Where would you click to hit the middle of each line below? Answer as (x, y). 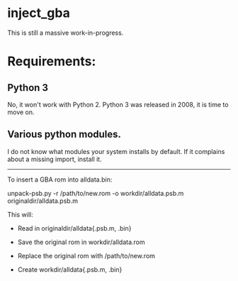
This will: (20, 214)
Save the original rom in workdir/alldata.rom (81, 242)
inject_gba (39, 13)
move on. (21, 112)
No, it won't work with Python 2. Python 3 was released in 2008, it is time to (118, 104)
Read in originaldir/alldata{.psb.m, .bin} (74, 228)
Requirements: (52, 61)
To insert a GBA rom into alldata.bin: (60, 180)
